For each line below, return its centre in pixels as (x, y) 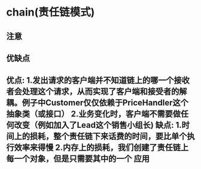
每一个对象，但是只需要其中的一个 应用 (78, 159)
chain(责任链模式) (51, 12)
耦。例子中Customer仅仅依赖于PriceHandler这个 (97, 103)
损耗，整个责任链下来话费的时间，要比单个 (108, 136)
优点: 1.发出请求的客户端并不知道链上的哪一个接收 (98, 80)
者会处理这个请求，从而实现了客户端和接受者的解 (97, 92)
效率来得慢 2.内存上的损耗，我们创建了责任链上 (101, 148)
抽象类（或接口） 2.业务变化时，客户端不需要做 (94, 114)
